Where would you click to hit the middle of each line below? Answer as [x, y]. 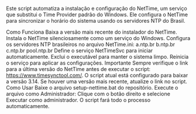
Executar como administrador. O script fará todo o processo [78, 100]
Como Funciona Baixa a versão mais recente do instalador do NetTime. [92, 32]
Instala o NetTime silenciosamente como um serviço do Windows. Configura [98, 38]
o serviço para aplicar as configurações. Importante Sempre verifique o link [97, 63]
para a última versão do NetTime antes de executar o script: [78, 69]
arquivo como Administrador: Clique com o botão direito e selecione [88, 94]
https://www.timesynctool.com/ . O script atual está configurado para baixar [97, 75]
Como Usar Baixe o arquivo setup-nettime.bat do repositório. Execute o [92, 88]
